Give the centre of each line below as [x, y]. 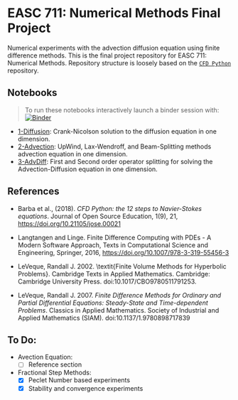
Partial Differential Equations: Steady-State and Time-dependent [113, 303]
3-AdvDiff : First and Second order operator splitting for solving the [115, 161]
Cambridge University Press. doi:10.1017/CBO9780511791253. [107, 281]
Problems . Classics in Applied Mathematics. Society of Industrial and [118, 310]
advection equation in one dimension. [72, 153]
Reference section [55, 364]
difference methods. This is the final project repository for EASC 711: [107, 55]
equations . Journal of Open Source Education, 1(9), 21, [98, 216]
